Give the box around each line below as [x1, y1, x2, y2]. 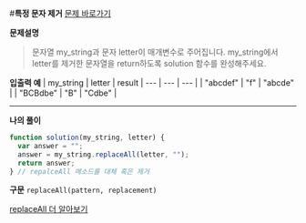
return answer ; [17, 158, 76, 167]
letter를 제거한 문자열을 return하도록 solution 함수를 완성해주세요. [31, 58, 267, 68]
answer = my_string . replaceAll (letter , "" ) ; [17, 149, 189, 159]
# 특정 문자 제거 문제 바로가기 [9, 8, 111, 18]
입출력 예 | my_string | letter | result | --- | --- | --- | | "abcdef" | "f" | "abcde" [9, 77, 294, 88]
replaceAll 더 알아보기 [9, 204, 88, 215]
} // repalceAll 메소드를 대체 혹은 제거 [9, 167, 150, 176]
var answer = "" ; [17, 141, 84, 150]
